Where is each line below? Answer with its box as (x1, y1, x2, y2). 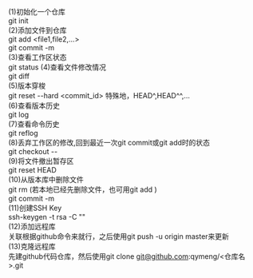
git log (8, 110, 30, 119)
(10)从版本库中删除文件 (8, 175, 84, 184)
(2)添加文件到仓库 (8, 26, 67, 34)
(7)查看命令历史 (8, 119, 60, 129)
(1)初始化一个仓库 (8, 7, 65, 16)
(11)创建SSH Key (8, 203, 62, 212)
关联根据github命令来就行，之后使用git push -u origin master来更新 (8, 232, 230, 241)
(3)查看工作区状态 (8, 53, 67, 62)
